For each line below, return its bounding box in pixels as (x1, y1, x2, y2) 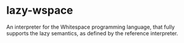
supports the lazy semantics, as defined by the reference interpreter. (6, 29, 179, 36)
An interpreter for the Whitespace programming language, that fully (6, 23, 175, 30)
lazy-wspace (6, 4, 73, 17)
